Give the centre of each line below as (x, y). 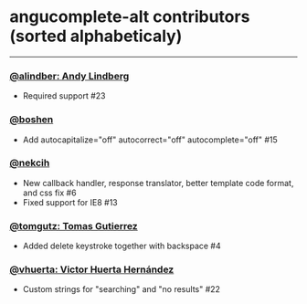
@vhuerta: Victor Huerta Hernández (92, 269)
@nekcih (30, 163)
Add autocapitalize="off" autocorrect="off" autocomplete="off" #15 (150, 140)
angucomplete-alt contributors (130, 17)
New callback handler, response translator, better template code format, (158, 183)
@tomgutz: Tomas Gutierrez (74, 225)
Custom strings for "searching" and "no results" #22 (122, 289)
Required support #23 (64, 96)
